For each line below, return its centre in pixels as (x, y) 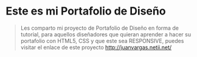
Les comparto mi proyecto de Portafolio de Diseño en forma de (99, 28)
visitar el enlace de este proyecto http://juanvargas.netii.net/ (96, 47)
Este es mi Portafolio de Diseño (86, 11)
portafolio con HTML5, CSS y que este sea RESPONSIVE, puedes (102, 41)
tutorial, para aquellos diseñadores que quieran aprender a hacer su (106, 34)
